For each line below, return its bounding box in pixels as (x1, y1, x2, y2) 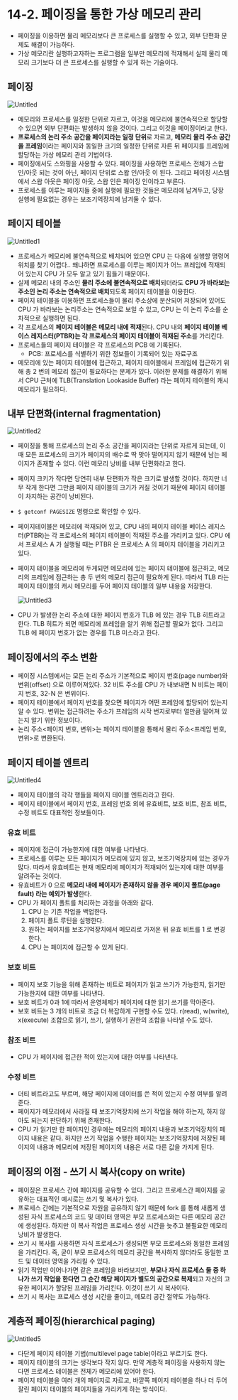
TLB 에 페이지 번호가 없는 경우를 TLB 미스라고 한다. (17, 628, 160, 637)
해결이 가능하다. (30, 40, 75, 48)
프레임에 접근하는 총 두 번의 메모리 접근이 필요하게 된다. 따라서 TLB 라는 (30, 573, 229, 581)
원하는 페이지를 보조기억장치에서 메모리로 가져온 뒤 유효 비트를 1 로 (28, 925, 212, 934)
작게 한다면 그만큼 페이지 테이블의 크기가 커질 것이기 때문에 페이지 (25, 483, 207, 492)
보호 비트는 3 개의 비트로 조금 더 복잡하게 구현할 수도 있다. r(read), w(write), (17, 1006, 229, 1015)
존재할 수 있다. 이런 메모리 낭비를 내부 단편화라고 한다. (36, 459, 186, 468)
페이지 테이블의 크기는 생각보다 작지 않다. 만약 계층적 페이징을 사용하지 (17, 1358, 212, 1367)
